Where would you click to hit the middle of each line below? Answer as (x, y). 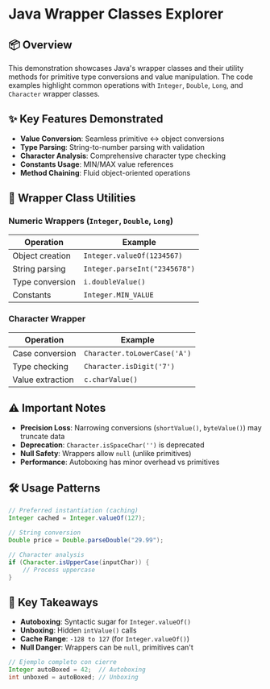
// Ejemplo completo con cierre (62, 662)
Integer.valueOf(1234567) (133, 255)
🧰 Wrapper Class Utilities (72, 198)
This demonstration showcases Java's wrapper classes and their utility (126, 68)
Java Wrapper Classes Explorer (116, 14)
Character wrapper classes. (54, 94)
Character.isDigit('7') (130, 366)
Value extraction (43, 380)
